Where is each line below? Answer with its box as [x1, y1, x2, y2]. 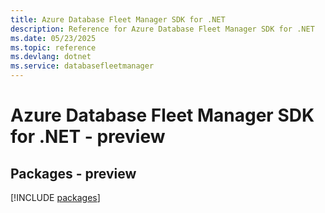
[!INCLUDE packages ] [10, 192, 101, 203]
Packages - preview [10, 165, 137, 182]
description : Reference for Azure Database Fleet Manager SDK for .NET [10, 24, 315, 34]
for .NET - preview [10, 126, 166, 148]
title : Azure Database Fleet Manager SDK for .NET [10, 14, 226, 25]
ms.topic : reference [10, 42, 97, 53]
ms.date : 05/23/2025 [10, 33, 97, 43]
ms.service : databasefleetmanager [10, 61, 155, 71]
